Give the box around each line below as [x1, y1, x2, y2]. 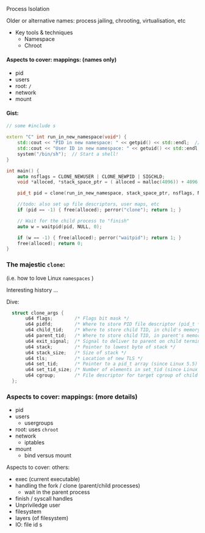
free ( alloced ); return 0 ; [17, 240, 84, 246]
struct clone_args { [12, 310, 64, 316]
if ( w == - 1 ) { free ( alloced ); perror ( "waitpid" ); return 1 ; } [17, 235, 182, 241]
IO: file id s [15, 521, 43, 528]
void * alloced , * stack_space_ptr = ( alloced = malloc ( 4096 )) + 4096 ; [17, 179, 201, 185]
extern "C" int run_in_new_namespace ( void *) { [6, 134, 127, 140]
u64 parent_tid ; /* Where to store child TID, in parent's [25, 333, 184, 339]
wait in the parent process [24, 488, 90, 496]
